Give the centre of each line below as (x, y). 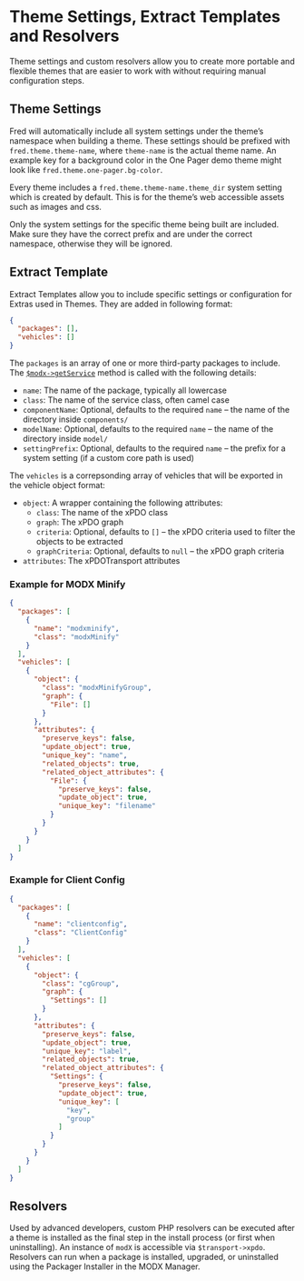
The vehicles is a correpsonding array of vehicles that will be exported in (146, 475)
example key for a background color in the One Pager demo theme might (146, 160)
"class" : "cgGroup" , (81, 984)
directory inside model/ (65, 439)
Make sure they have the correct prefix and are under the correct (131, 234)
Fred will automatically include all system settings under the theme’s (137, 131)
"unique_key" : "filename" (107, 806)
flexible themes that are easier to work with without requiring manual (137, 71)
